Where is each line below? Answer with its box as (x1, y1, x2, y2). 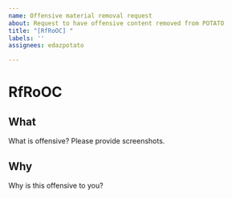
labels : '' (8, 34, 45, 42)
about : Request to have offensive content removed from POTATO (8, 19, 225, 27)
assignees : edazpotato (8, 42, 84, 50)
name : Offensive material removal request (8, 11, 153, 20)
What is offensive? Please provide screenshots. (8, 136, 165, 146)
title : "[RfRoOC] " (8, 26, 74, 34)
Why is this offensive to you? (8, 180, 104, 190)
